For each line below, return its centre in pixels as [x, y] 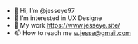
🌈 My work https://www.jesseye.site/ [67, 25]
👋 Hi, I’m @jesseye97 [44, 11]
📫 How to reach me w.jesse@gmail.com [72, 33]
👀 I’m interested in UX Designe [58, 18]
